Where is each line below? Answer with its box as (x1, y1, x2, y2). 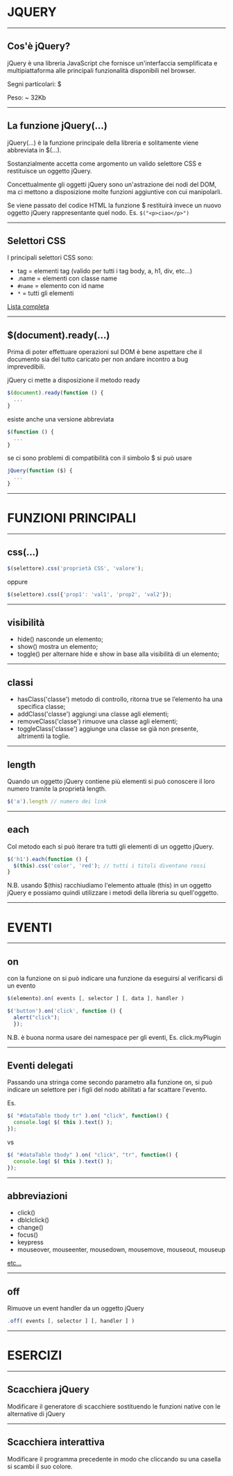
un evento (7, 981, 36, 990)
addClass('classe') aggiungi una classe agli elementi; (17, 710, 169, 719)
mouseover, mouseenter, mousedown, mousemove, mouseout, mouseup (17, 1246, 225, 1254)
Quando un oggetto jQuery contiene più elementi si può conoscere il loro (7, 777, 215, 785)
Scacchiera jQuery (7, 1383, 90, 1395)
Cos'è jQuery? (7, 40, 71, 52)
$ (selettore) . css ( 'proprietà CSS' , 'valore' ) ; (7, 565, 144, 572)
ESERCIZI (7, 1347, 62, 1363)
